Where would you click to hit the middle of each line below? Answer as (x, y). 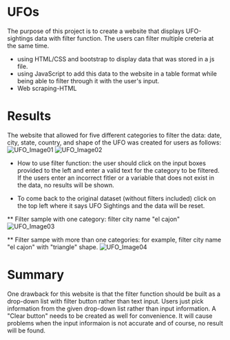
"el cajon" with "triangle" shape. (53, 247)
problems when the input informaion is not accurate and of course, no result (115, 323)
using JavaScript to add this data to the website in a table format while (117, 74)
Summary (35, 275)
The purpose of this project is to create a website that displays (96, 31)
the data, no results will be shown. (66, 185)
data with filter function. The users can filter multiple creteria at (124, 38)
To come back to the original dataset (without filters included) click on (116, 198)
